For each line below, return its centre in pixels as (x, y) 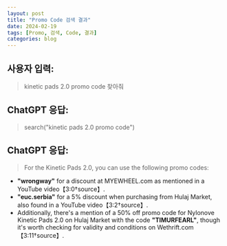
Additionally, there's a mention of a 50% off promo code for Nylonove (116, 212)
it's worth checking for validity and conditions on (86, 227)
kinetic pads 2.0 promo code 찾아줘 (74, 86)
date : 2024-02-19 (32, 26)
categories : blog (32, 39)
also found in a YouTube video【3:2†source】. (83, 205)
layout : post (26, 13)
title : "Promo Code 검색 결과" (49, 20)
